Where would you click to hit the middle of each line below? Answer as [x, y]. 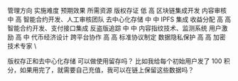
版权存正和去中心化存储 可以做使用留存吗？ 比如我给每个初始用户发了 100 [115, 61]
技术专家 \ [22, 46]
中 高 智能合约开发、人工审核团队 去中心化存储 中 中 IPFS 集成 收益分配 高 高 [119, 19]
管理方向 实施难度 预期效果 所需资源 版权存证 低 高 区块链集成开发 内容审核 [117, 10]
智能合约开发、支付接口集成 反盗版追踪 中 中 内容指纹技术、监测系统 [107, 28]
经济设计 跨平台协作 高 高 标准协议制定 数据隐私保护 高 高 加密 [135, 37]
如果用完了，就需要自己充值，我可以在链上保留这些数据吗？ [107, 70]
